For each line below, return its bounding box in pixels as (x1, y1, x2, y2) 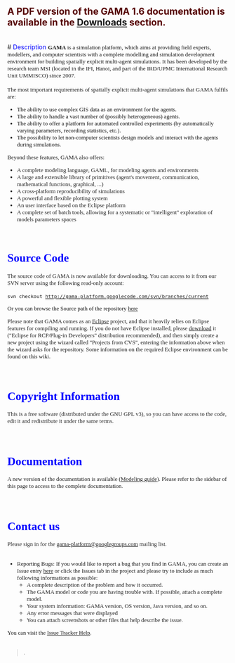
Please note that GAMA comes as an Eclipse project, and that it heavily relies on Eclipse (7, 317, 209, 325)
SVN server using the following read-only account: (7, 279, 124, 287)
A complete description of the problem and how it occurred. (27, 581, 163, 588)
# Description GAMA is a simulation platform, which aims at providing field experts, (7, 42, 212, 51)
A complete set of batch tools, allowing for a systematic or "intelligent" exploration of (17, 208, 213, 216)
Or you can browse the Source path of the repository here (7, 304, 138, 312)
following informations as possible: (17, 574, 98, 581)
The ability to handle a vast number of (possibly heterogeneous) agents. (17, 112, 180, 120)
